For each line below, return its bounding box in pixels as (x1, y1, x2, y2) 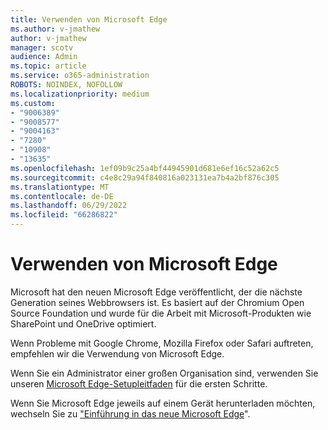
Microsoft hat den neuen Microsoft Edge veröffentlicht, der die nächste (10, 286, 303, 298)
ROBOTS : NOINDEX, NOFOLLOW (10, 80, 123, 90)
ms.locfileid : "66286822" (10, 210, 118, 220)
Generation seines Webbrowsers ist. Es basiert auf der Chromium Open (10, 296, 305, 308)
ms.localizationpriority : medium (10, 89, 150, 99)
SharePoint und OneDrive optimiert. (10, 317, 157, 330)
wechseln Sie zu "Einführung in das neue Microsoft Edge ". (10, 407, 251, 420)
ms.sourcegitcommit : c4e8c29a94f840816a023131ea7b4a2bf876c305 (10, 172, 280, 183)
